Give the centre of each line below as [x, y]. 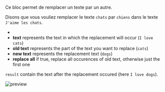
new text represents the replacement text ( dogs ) [62, 54]
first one [21, 64]
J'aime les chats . [24, 22]
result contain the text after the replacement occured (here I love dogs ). [82, 74]
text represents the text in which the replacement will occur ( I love [83, 38]
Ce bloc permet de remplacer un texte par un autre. [59, 7]
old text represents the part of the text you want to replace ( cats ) [80, 48]
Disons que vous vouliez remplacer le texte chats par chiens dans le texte [81, 17]
